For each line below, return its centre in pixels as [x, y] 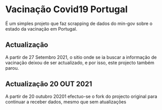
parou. [12, 68]
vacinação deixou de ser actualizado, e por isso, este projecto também [80, 63]
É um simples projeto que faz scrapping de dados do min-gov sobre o [79, 23]
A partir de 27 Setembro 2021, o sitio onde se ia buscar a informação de [81, 57]
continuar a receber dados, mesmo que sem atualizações [66, 102]
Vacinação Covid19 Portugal [66, 9]
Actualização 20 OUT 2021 [49, 84]
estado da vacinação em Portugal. [41, 29]
